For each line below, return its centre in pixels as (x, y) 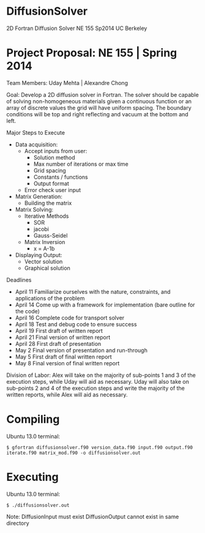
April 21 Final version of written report (63, 337)
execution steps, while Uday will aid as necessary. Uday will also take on (98, 381)
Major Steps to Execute (36, 132)
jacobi (41, 229)
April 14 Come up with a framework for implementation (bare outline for (105, 305)
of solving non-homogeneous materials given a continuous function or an (99, 101)
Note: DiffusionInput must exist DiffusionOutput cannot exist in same (93, 516)
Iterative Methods (47, 216)
